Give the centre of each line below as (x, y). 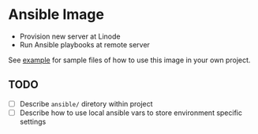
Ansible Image (56, 15)
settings (33, 121)
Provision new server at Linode (70, 36)
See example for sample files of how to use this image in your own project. (129, 60)
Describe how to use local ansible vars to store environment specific (131, 113)
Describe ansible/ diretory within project (86, 103)
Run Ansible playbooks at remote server (84, 44)
